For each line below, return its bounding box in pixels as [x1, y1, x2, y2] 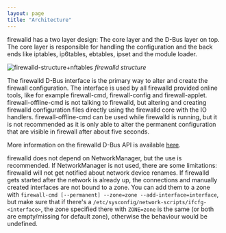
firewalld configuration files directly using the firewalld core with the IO [7, 106, 207, 114]
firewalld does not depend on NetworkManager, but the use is [7, 154, 182, 162]
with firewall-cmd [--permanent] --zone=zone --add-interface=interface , [7, 190, 219, 199]
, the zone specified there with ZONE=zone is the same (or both [40, 205, 214, 213]
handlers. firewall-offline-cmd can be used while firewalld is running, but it [7, 112, 218, 121]
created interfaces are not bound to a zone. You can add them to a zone [7, 183, 210, 191]
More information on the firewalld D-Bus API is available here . [7, 140, 181, 149]
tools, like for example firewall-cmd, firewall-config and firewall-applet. [7, 90, 208, 99]
